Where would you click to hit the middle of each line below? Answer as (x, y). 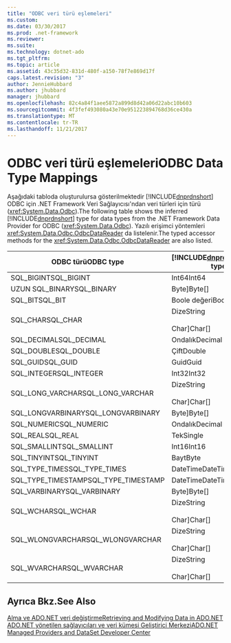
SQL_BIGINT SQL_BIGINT (51, 278)
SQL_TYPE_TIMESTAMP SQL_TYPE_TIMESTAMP (88, 480)
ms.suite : (21, 45)
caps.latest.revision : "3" (46, 78)
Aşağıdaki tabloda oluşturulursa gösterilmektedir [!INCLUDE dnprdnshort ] (110, 196)
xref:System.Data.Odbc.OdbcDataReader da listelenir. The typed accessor (111, 233)
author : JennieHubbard (40, 84)
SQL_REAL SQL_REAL (45, 436)
